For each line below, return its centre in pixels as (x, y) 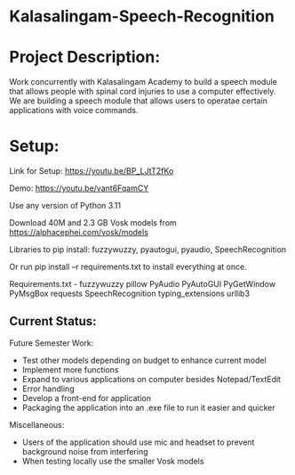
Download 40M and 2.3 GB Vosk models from (93, 223)
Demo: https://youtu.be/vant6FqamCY (79, 188)
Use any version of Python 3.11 (65, 206)
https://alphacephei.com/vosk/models (79, 233)
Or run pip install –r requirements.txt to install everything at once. (128, 267)
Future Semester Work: (52, 343)
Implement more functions (70, 369)
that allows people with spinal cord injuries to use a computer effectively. (143, 92)
